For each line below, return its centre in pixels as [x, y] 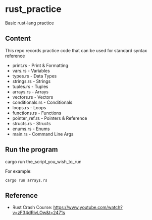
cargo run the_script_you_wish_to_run [43, 161]
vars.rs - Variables [31, 71]
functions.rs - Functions [37, 113]
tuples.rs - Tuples [30, 86]
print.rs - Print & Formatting [40, 65]
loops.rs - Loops [29, 107]
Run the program [32, 150]
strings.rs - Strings [31, 81]
